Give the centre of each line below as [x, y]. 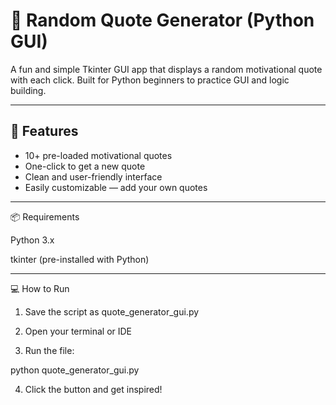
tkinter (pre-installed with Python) [80, 259]
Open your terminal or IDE [78, 331]
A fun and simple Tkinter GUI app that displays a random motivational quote [166, 69]
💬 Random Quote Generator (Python [162, 20]
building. [28, 90]
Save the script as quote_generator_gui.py [112, 311]
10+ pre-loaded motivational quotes [98, 155]
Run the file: [49, 350]
